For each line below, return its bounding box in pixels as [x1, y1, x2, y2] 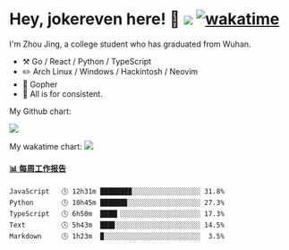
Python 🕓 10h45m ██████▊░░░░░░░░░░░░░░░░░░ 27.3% [9, 198, 225, 208]
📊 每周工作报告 [9, 162, 67, 174]
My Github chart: [9, 106, 72, 116]
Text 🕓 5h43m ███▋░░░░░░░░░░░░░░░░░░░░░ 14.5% [9, 220, 225, 230]
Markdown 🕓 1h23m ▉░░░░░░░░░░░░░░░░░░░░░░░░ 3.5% [9, 232, 225, 241]
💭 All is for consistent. [21, 88, 103, 99]
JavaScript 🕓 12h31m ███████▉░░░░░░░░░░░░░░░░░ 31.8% [9, 187, 225, 196]
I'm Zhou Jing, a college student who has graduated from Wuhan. [9, 39, 252, 49]
